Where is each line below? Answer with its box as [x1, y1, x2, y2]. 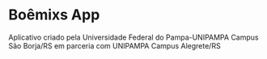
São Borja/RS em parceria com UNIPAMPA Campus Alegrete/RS [8, 40, 221, 50]
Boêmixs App [8, 6, 100, 24]
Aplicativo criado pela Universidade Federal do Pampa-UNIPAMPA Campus [8, 32, 259, 42]
